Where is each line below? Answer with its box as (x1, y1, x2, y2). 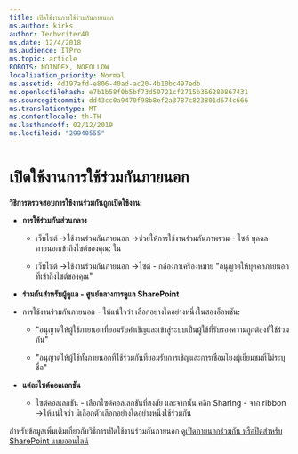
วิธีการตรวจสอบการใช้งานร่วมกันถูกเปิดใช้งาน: (9, 197, 143, 207)
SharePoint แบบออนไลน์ (9, 435, 89, 446)
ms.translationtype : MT (9, 104, 98, 113)
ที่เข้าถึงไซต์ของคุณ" (35, 271, 93, 281)
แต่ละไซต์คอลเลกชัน (21, 379, 81, 390)
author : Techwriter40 (9, 29, 90, 38)
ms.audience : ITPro (9, 46, 82, 55)
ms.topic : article (9, 54, 77, 63)
